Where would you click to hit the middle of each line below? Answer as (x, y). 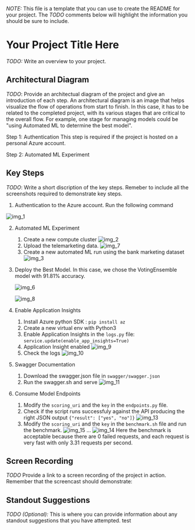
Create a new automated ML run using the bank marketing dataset (104, 252)
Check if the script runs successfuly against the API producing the (104, 411)
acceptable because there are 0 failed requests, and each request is (106, 436)
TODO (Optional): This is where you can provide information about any (92, 514)
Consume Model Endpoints (47, 393)
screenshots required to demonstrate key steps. (64, 194)
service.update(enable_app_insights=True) (76, 341)
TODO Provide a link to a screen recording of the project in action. (86, 475)
